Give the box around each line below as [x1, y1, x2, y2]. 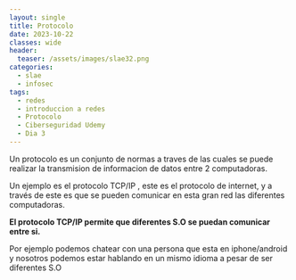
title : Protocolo [9, 21, 74, 30]
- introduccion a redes [17, 104, 105, 113]
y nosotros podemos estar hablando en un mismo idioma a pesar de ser [9, 252, 274, 263]
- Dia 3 [17, 129, 46, 138]
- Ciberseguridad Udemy [17, 121, 105, 130]
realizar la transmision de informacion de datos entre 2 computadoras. [9, 162, 267, 174]
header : [9, 46, 38, 55]
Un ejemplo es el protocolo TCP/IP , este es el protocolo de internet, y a [9, 180, 273, 191]
